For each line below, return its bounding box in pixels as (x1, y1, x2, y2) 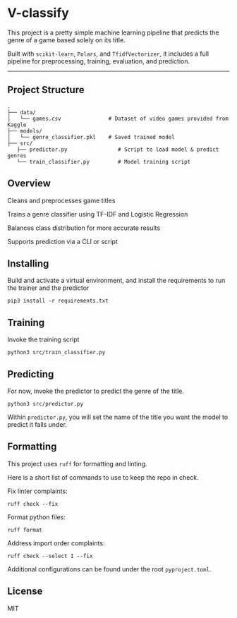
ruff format (7, 526, 42, 533)
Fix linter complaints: (7, 487, 68, 495)
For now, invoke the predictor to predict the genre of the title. (7, 387, 185, 395)
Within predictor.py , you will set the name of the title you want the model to (7, 413, 229, 421)
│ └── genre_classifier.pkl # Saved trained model (7, 133, 175, 140)
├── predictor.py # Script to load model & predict (16, 146, 219, 153)
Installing (7, 257, 49, 269)
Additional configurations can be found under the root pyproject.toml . (7, 564, 212, 573)
